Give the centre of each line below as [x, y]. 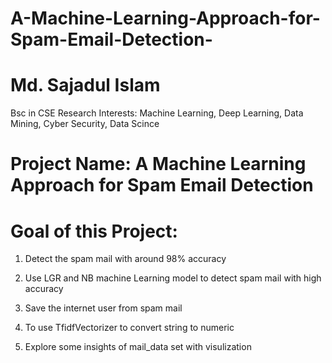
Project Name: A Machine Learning [158, 164]
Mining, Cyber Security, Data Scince [85, 124]
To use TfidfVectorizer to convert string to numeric [129, 328]
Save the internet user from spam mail [103, 308]
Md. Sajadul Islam [85, 85]
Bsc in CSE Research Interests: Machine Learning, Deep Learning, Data [157, 113]
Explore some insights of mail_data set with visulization [138, 347]
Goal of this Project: [94, 231]
